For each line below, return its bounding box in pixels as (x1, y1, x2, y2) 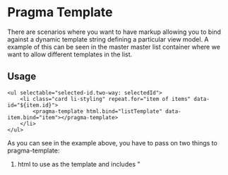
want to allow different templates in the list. (7, 50, 133, 59)
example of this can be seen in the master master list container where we (7, 42, 221, 51)
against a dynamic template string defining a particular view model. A (7, 35, 210, 43)
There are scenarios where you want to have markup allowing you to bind (7, 28, 221, 36)
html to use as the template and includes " (17, 159, 140, 168)
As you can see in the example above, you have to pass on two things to (7, 138, 217, 147)
